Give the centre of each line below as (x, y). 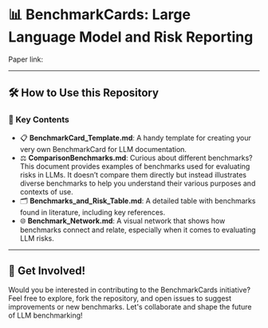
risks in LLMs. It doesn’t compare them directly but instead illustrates (133, 174)
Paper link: (26, 59)
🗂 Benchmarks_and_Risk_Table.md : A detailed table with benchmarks (138, 201)
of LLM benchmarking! (45, 315)
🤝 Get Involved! (47, 271)
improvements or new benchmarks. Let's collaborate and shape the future (130, 307)
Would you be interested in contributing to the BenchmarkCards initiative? (130, 290)
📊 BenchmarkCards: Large (100, 15)
